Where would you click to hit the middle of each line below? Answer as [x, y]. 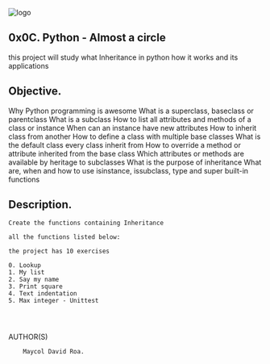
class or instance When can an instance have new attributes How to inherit [133, 128]
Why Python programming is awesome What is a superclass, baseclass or [131, 111]
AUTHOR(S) [28, 337]
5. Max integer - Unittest [54, 301]
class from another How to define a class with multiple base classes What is [135, 136]
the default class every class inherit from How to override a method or [125, 144]
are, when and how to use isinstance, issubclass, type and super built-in [128, 170]
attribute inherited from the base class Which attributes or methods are [126, 153]
